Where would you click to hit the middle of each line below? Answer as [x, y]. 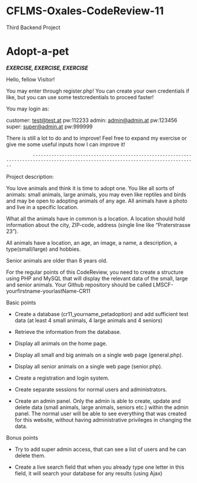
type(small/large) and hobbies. [43, 249]
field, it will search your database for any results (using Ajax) [88, 473]
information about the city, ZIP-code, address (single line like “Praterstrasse [98, 225]
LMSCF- [163, 285]
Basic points [21, 302]
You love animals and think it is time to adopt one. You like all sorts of [90, 188]
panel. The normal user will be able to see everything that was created [101, 413]
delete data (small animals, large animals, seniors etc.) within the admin [102, 407]
